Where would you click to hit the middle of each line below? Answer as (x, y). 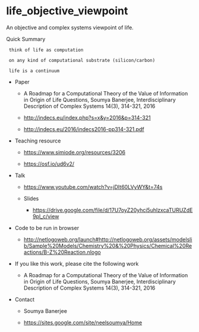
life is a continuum (34, 71)
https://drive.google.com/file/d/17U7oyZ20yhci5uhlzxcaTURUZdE (113, 210)
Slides (31, 198)
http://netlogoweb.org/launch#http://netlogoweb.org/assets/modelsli (108, 239)
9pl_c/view (46, 216)
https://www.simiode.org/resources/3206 (75, 152)
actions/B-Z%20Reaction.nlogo (62, 252)
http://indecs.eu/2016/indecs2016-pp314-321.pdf (84, 129)
